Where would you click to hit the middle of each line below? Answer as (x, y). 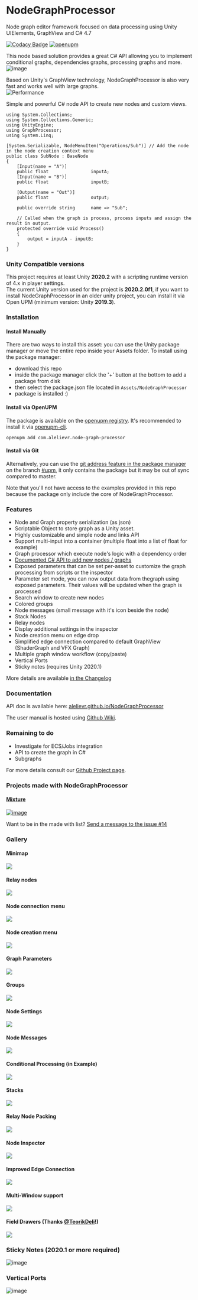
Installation (23, 317)
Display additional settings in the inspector (66, 629)
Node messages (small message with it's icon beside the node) (92, 610)
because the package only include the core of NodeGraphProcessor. (90, 494)
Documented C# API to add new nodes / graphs (73, 560)
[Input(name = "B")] (42, 177)
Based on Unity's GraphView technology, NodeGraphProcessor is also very (98, 80)
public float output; (63, 197)
